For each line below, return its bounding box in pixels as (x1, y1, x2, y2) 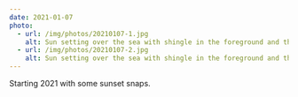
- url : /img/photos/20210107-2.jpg (17, 46, 149, 55)
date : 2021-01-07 (9, 12, 74, 22)
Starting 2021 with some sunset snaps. (9, 78, 151, 88)
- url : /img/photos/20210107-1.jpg (17, 29, 149, 38)
